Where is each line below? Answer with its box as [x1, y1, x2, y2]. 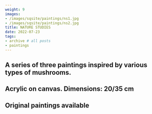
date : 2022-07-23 [5, 29, 40, 34]
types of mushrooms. [5, 69, 72, 77]
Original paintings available [5, 101, 90, 109]
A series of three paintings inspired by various [5, 61, 148, 69]
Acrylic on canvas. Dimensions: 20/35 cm [5, 85, 134, 93]
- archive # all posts [5, 39, 51, 43]
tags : [5, 34, 16, 39]
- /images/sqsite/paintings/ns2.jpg [5, 20, 79, 26]
